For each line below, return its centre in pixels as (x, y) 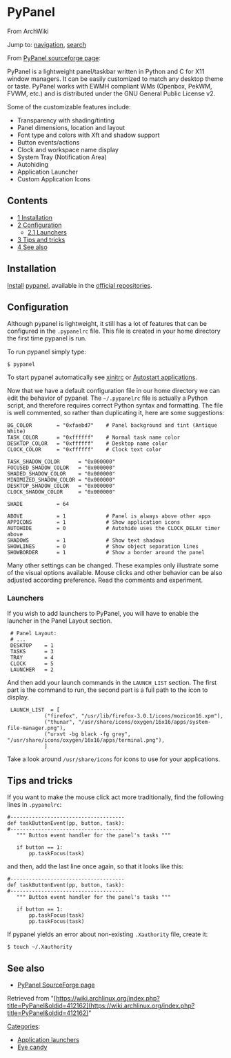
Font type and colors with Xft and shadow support (88, 135)
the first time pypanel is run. (47, 338)
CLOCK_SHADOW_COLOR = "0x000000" (61, 492)
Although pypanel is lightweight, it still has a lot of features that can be (107, 324)
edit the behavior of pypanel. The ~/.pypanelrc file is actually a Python (108, 398)
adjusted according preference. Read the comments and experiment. (105, 580)
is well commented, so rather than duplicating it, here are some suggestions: (116, 413)
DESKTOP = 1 (32, 645)
